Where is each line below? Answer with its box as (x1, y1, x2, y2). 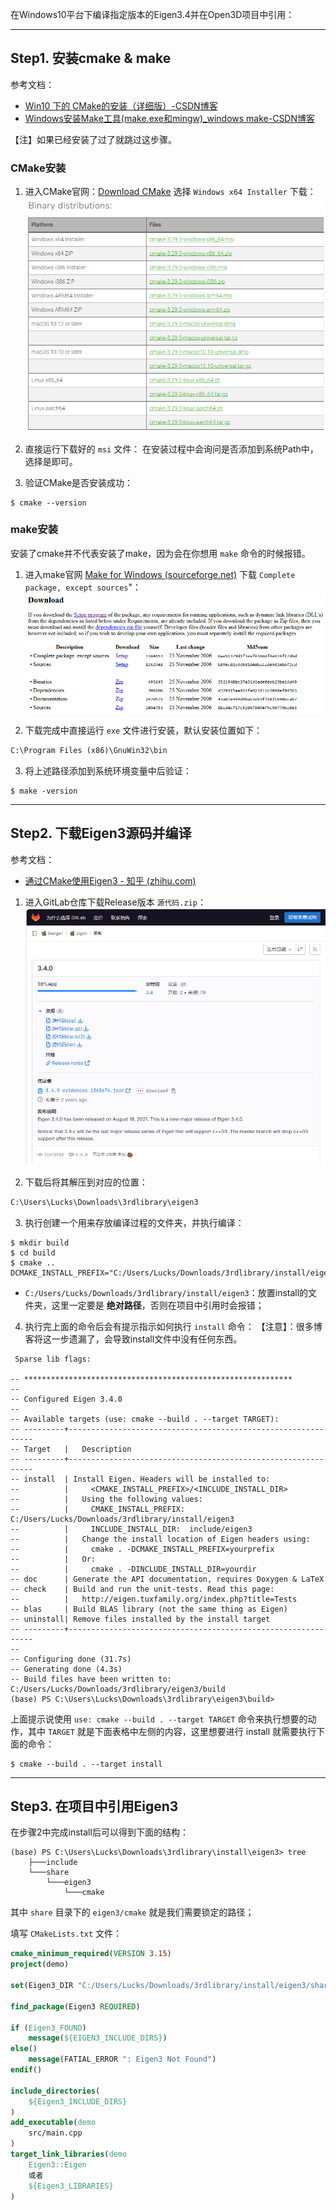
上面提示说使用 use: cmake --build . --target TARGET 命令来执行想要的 (10, 1713, 308, 1725)
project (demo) (10, 1959, 70, 1970)
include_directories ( (10, 2086, 101, 2096)
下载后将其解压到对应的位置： (24, 1176, 148, 1188)
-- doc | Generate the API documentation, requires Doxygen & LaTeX (10, 1574, 325, 1584)
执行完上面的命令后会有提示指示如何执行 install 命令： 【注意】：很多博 (24, 1320, 323, 1332)
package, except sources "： (24, 581, 142, 593)
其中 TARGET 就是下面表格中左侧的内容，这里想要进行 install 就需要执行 (27, 1725, 317, 1737)
